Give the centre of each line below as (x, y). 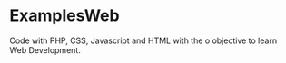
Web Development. (45, 49)
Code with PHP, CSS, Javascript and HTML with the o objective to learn (143, 40)
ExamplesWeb (64, 16)
